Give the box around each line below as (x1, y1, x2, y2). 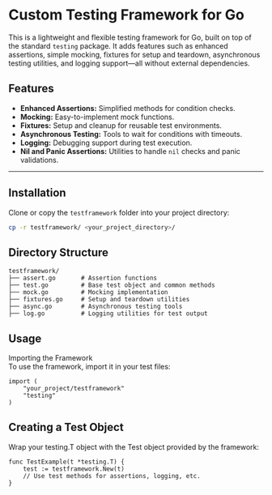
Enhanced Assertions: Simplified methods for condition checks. (19, 103, 236, 113)
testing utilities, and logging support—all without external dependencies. (8, 58, 250, 68)
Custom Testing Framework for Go (8, 6, 244, 24)
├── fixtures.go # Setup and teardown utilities (8, 296, 190, 304)
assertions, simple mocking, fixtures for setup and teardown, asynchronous (8, 49, 261, 59)
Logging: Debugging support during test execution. (19, 138, 193, 147)
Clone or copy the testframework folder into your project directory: (8, 207, 230, 217)
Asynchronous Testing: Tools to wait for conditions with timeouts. (19, 129, 243, 139)
